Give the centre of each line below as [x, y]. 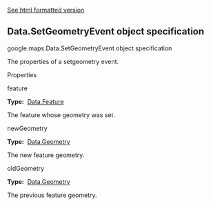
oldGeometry [26, 168]
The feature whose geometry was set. [61, 115]
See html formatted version [46, 10]
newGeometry [28, 128]
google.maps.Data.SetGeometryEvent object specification [90, 48]
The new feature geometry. [46, 155]
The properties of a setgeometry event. [63, 61]
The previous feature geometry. [52, 195]
